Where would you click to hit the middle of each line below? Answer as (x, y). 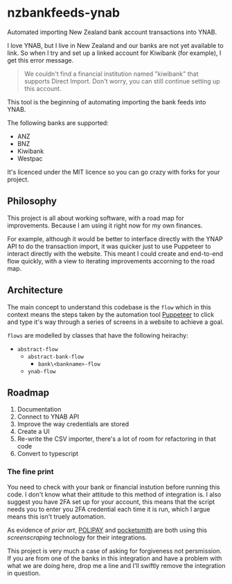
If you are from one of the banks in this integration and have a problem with (115, 558)
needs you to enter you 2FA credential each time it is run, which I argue (109, 509)
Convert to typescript (47, 454)
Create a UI (33, 432)
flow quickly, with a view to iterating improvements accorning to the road (111, 261)
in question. (24, 573)
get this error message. (41, 60)
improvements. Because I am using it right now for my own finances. (105, 225)
